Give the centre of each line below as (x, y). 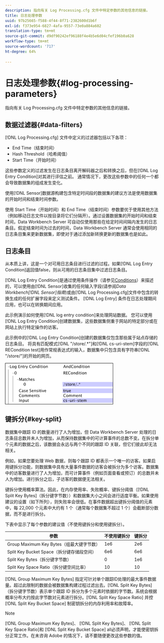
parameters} (31, 94)
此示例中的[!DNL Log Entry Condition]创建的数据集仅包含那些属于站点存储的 (81, 338)
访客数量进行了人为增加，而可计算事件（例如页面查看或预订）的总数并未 (86, 473)
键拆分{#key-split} (33, 419)
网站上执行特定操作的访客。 (33, 327)
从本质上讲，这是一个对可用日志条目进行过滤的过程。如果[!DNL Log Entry (79, 264)
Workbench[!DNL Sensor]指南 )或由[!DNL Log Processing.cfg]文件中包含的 (80, 292)
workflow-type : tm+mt (27, 42)
